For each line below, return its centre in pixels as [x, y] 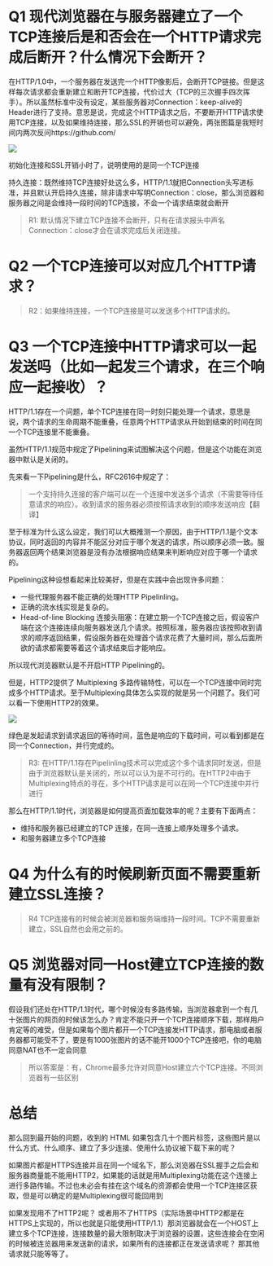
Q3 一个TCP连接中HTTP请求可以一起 [132, 347]
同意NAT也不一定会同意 [48, 1050]
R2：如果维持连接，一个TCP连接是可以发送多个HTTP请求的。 [131, 310]
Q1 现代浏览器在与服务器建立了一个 [126, 17]
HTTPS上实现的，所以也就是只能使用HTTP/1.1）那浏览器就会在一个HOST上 [134, 1223]
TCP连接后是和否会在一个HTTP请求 [128, 37]
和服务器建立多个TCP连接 [63, 838]
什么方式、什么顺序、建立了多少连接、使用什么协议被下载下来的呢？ [122, 1147]
